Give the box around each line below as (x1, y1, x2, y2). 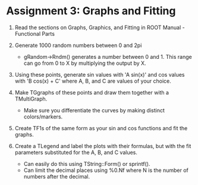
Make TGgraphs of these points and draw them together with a (14, 89, 169, 96)
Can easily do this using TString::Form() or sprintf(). (23, 160, 150, 167)
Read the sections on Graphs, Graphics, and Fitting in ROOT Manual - (14, 24, 186, 31)
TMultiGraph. (14, 95, 48, 102)
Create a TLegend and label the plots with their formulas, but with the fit (14, 142, 191, 149)
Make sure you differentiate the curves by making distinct (23, 106, 165, 114)
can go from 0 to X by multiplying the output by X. (23, 59, 147, 67)
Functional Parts (14, 30, 55, 37)
